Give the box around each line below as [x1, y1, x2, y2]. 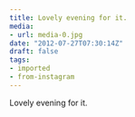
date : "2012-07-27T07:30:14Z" [9, 38, 124, 48]
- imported [9, 64, 51, 73]
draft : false [9, 47, 59, 56]
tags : [9, 55, 30, 64]
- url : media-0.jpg [9, 30, 83, 39]
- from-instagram [9, 73, 75, 82]
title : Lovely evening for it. [9, 13, 128, 23]
